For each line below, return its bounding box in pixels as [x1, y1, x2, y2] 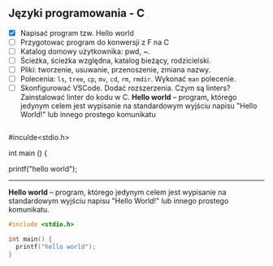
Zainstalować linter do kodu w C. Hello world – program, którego [19, 93, 237, 102]
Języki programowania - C [8, 7, 145, 20]
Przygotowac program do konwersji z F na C [19, 37, 169, 47]
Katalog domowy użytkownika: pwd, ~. [19, 46, 150, 56]
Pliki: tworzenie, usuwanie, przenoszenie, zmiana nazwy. [19, 65, 211, 75]
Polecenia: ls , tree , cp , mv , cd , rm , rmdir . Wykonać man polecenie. [19, 74, 236, 84]
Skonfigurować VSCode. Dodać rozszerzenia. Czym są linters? [19, 83, 231, 93]
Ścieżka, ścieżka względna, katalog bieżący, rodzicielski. [19, 56, 211, 65]
